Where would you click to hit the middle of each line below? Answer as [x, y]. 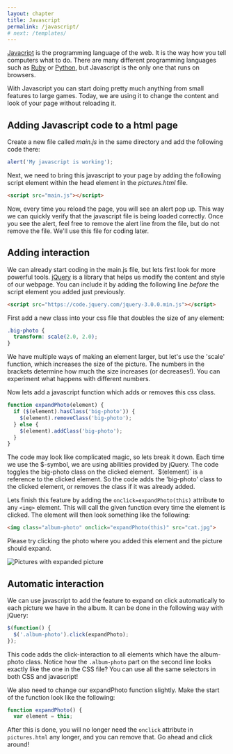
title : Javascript [34, 20]
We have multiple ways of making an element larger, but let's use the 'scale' [116, 357]
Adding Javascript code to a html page [93, 125]
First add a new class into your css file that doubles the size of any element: [116, 318]
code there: [24, 150]
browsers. [22, 75]
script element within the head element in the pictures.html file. [97, 182]
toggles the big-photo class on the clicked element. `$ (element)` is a [105, 472]
